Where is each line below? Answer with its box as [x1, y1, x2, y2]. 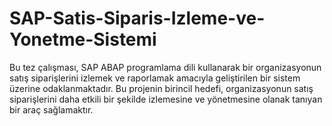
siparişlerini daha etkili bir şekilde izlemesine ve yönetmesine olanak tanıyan [9, 93, 323, 105]
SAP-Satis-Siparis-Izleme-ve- [9, 7, 266, 30]
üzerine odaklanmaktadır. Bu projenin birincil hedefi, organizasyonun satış [9, 82, 314, 94]
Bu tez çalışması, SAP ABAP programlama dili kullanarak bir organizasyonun [9, 61, 322, 73]
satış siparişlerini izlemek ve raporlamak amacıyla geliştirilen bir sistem [9, 72, 301, 84]
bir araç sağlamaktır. [9, 103, 94, 116]
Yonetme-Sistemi [9, 28, 157, 51]
